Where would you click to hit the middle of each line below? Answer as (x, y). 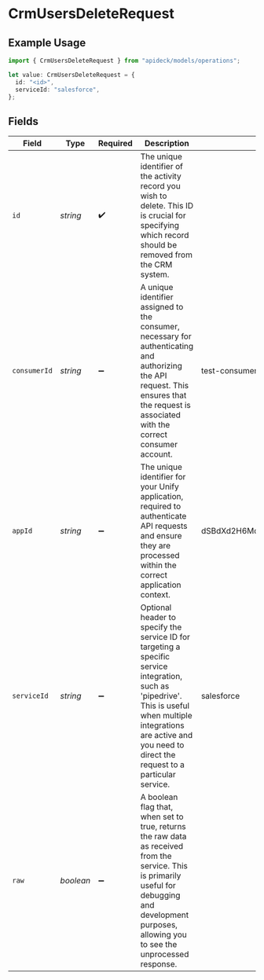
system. (155, 274)
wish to (154, 196)
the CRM (156, 265)
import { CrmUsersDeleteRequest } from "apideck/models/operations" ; (125, 61)
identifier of (161, 167)
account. (156, 454)
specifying (159, 226)
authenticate (163, 516)
